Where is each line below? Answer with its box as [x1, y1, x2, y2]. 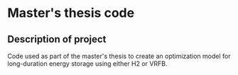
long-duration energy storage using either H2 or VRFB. [7, 59, 168, 68]
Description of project [7, 33, 107, 45]
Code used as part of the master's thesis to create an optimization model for [7, 52, 231, 60]
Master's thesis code [7, 5, 135, 21]
